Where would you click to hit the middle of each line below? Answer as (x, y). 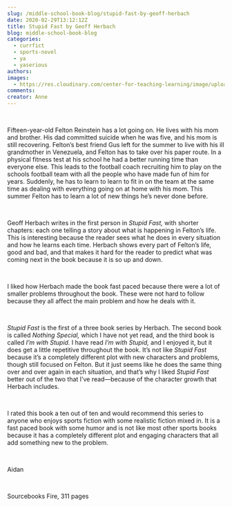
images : (18, 78)
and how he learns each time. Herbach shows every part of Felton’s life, (109, 245)
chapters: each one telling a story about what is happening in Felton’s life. (112, 230)
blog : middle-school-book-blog (52, 33)
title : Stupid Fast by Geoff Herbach (61, 26)
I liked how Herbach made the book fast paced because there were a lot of (114, 286)
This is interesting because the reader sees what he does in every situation (114, 238)
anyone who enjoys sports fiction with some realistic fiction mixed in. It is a (114, 421)
